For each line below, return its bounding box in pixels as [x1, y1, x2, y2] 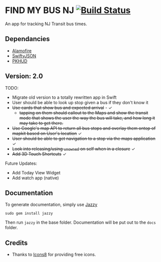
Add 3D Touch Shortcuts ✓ [12, 151, 67, 157]
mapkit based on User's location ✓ [12, 130, 82, 136]
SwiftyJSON [12, 53, 36, 59]
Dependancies [5, 35, 50, 43]
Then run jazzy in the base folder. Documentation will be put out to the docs [5, 219, 156, 225]
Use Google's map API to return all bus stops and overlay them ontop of [12, 125, 156, 131]
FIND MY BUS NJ [5, 5, 74, 16]
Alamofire [12, 47, 32, 53]
